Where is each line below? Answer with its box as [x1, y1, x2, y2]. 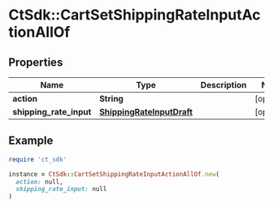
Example [8, 134, 54, 148]
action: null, [15, 177, 63, 186]
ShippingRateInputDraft [98, 106, 193, 117]
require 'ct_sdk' [8, 155, 67, 163]
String [98, 93, 124, 104]
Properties [8, 55, 63, 69]
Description [200, 80, 247, 90]
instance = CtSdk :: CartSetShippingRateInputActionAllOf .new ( [8, 170, 220, 178]
